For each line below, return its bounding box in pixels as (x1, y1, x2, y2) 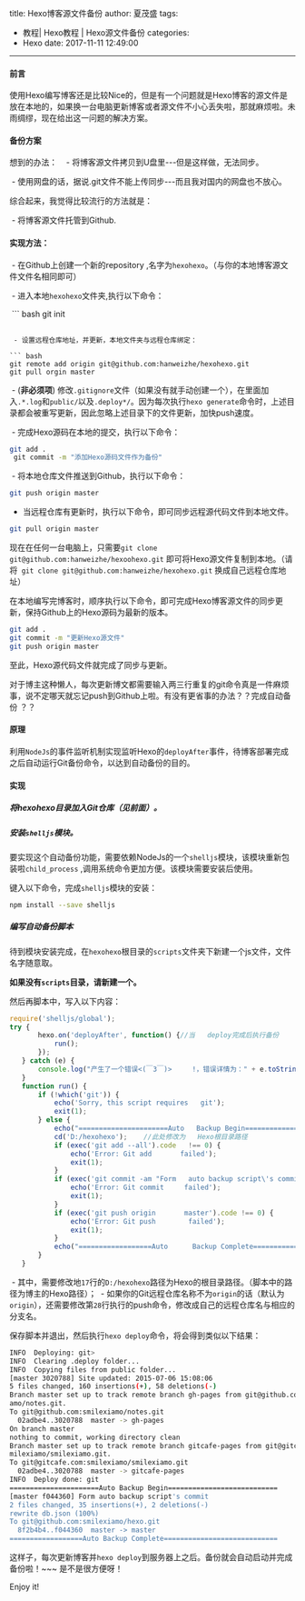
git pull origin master (9, 525, 100, 534)
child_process (25, 865, 79, 874)
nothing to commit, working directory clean (9, 1433, 181, 1442)
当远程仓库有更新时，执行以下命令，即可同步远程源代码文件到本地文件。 (22, 506, 293, 517)
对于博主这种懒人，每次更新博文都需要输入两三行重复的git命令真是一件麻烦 (9, 678, 290, 689)
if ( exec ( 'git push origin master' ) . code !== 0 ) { (54, 1208, 274, 1217)
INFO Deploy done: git (9, 1476, 100, 1485)
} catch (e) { (21, 1056, 75, 1066)
